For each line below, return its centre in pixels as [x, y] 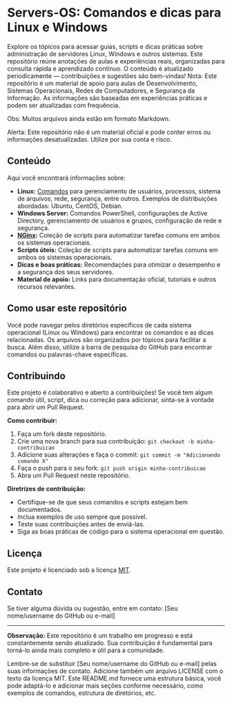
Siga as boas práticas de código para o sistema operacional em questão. [120, 532]
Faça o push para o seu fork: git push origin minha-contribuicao [111, 468]
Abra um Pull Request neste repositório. [74, 475]
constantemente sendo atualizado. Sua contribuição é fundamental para [110, 643]
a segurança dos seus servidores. [65, 272]
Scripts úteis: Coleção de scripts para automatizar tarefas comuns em [118, 249]
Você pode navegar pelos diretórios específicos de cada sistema [99, 325]
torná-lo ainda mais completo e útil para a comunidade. [86, 650]
